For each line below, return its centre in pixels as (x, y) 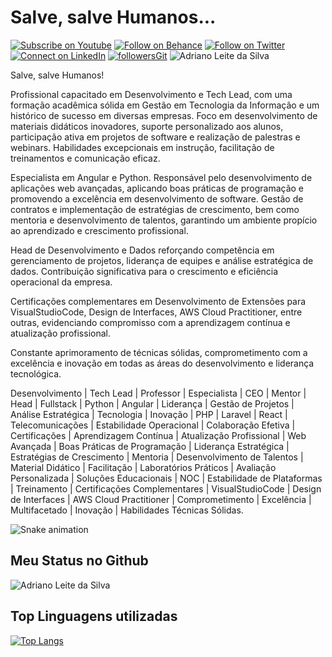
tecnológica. (36, 373)
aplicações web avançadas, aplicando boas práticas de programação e (157, 188)
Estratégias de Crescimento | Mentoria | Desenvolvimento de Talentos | (157, 457)
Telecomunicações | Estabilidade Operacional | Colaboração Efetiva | (153, 425)
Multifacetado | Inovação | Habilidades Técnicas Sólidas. (127, 510)
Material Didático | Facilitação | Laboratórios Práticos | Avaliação (143, 467)
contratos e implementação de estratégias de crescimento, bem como (155, 209)
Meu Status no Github (79, 561)
